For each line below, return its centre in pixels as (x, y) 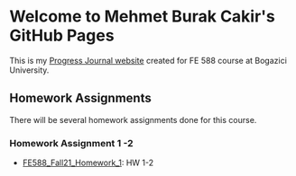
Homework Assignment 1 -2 (71, 143)
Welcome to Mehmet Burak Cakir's (142, 17)
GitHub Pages (62, 35)
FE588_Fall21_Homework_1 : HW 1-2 (88, 163)
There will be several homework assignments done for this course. (133, 119)
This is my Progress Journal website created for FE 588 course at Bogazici (148, 60)
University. (29, 70)
